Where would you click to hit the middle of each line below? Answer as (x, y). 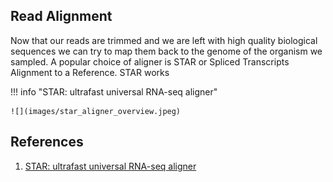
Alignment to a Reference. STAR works (90, 72)
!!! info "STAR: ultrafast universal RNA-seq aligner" (114, 91)
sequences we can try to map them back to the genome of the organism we (166, 51)
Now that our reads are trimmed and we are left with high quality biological (164, 40)
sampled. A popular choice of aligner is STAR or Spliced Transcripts (150, 61)
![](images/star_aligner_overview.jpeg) (96, 111)
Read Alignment (61, 16)
